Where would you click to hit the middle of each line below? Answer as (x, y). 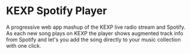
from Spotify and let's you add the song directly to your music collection (93, 39)
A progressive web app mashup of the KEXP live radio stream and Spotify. (96, 27)
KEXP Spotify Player (57, 11)
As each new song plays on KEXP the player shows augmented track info (95, 33)
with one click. (24, 46)
